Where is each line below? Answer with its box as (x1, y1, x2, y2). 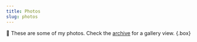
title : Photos (6, 8, 41, 14)
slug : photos (6, 14, 38, 20)
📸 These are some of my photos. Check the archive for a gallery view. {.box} (6, 29, 191, 36)
